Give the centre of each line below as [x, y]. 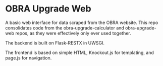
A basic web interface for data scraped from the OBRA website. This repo [82, 22]
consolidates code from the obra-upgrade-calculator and [65, 27]
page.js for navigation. [29, 57]
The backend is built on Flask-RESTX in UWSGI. [55, 42]
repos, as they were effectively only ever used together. [73, 33]
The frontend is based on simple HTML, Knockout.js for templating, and [79, 52]
